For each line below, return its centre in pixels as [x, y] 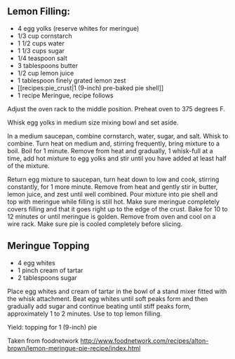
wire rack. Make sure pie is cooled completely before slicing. [95, 224]
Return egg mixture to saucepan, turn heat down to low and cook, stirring [113, 179]
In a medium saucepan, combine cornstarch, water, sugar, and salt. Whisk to [118, 136]
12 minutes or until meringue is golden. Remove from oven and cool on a [112, 216]
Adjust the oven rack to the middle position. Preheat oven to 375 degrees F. [116, 108]
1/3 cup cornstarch [45, 36]
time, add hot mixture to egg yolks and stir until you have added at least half [117, 158]
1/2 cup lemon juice [46, 73]
